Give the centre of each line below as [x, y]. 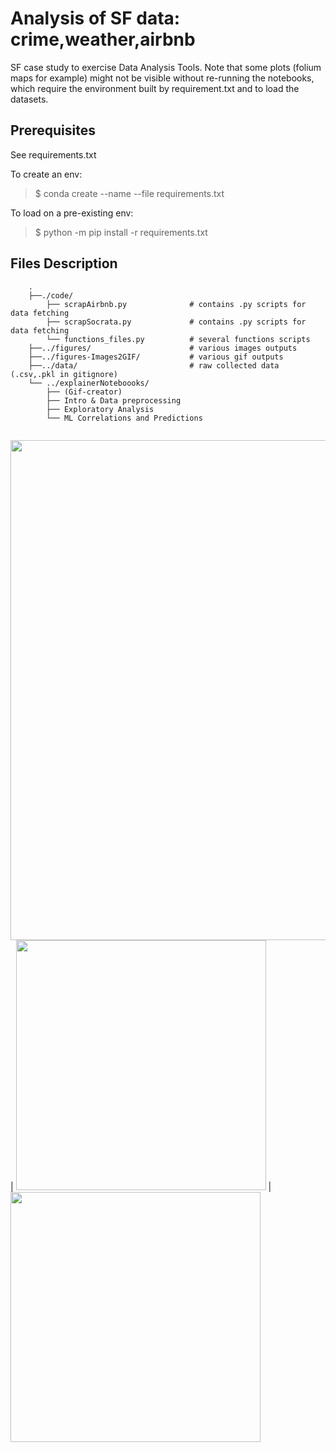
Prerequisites [53, 130]
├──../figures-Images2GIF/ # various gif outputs [156, 357]
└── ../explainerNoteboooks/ [89, 383]
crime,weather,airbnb [103, 39]
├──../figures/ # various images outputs [163, 348]
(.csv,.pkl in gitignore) [64, 374]
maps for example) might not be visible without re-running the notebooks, [162, 78]
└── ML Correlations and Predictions [124, 418]
